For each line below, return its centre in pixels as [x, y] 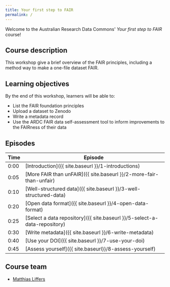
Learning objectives [37, 84]
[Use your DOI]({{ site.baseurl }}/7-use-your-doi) [85, 240]
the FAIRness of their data [39, 128]
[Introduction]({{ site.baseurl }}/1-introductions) [82, 166]
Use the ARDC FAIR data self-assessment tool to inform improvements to [89, 122]
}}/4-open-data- [128, 203]
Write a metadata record [38, 116]
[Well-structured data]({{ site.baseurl [70, 189]
